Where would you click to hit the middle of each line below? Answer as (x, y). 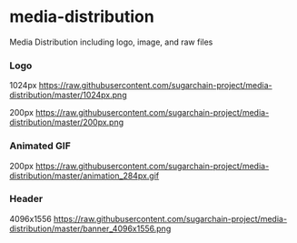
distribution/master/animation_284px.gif (84, 176)
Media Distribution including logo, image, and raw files (111, 42)
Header (26, 199)
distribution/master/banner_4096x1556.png (90, 228)
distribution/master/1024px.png (68, 95)
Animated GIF (40, 146)
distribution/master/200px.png (67, 122)
